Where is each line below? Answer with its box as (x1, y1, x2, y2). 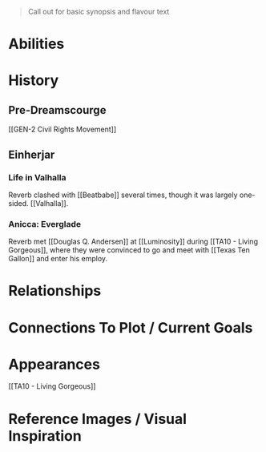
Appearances (8, 355, 100, 373)
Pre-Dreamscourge (8, 103, 107, 117)
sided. (8, 198, 30, 208)
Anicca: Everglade (8, 218, 82, 229)
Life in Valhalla (8, 172, 66, 183)
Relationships (8, 282, 102, 300)
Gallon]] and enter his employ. (8, 254, 108, 264)
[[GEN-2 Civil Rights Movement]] (8, 124, 117, 135)
